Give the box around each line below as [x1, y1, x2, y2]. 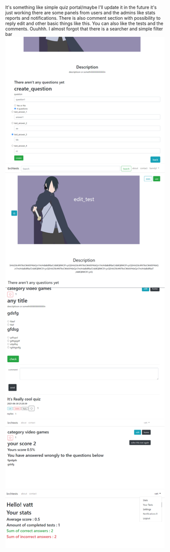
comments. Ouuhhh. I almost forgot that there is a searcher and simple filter [5, 26, 163, 32]
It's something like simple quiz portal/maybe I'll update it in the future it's [5, 5, 157, 10]
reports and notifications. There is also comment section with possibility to [5, 15, 161, 21]
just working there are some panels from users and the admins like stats [5, 10, 156, 16]
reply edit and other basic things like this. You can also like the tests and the [5, 20, 163, 26]
